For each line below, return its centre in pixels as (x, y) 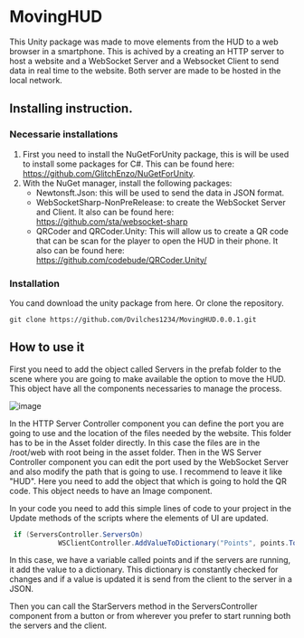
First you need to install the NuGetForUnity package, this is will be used (156, 154)
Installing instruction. (71, 109)
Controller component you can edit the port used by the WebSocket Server (149, 462)
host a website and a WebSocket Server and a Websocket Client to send (144, 61)
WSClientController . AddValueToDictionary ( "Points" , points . (173, 543)
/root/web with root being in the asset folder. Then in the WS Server (136, 452)
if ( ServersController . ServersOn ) (78, 534)
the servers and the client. (58, 625)
